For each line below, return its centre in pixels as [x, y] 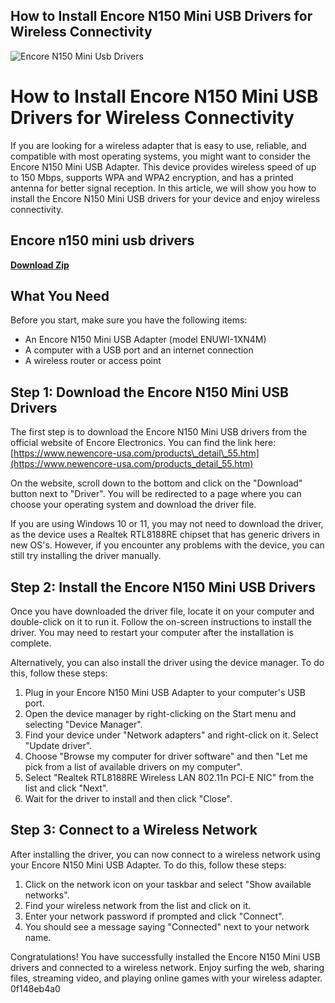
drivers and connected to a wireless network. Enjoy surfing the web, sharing [167, 967]
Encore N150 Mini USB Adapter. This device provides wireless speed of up [163, 166]
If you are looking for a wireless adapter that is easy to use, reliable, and [158, 145]
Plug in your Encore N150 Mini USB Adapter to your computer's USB [165, 692]
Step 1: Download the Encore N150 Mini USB [150, 392]
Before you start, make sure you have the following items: [129, 320]
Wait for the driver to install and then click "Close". [128, 798]
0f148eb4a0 [35, 988]
